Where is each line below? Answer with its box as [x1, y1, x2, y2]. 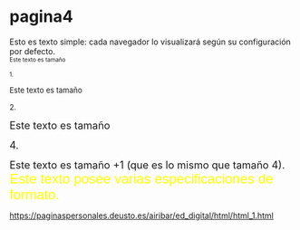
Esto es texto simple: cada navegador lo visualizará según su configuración [9, 36, 292, 47]
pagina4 [9, 6, 74, 27]
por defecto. [9, 45, 56, 56]
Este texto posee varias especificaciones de [9, 170, 274, 187]
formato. [9, 186, 61, 203]
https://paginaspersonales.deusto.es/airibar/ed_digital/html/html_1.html [9, 210, 275, 221]
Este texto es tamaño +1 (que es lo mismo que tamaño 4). [9, 158, 285, 171]
